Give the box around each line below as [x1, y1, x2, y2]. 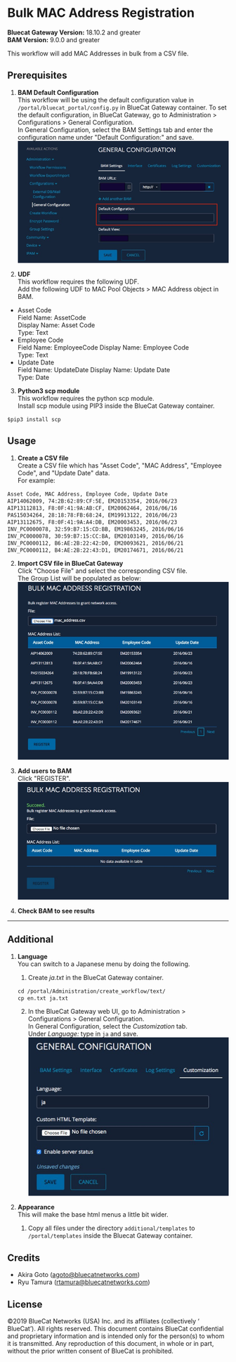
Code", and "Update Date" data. [17, 468, 110, 477]
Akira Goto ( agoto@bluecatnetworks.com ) [17, 1271, 140, 1279]
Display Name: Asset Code [17, 321, 96, 329]
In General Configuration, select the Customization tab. [27, 1021, 188, 1030]
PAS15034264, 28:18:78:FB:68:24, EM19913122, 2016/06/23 [7, 511, 178, 519]
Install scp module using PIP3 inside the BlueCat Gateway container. [17, 402, 216, 410]
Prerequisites [7, 70, 67, 81]
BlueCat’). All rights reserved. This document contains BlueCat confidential [7, 1325, 224, 1333]
